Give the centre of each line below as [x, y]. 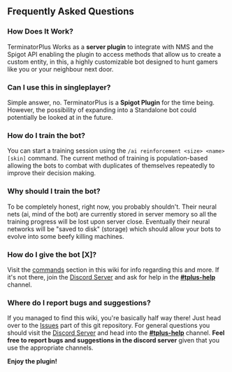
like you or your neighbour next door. [60, 69]
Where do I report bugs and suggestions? [79, 303]
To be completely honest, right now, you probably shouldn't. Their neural [112, 207]
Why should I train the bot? [54, 191]
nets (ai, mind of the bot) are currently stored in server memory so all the [112, 214]
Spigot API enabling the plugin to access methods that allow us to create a [114, 54]
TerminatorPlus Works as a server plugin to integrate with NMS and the [110, 47]
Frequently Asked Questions [71, 12]
